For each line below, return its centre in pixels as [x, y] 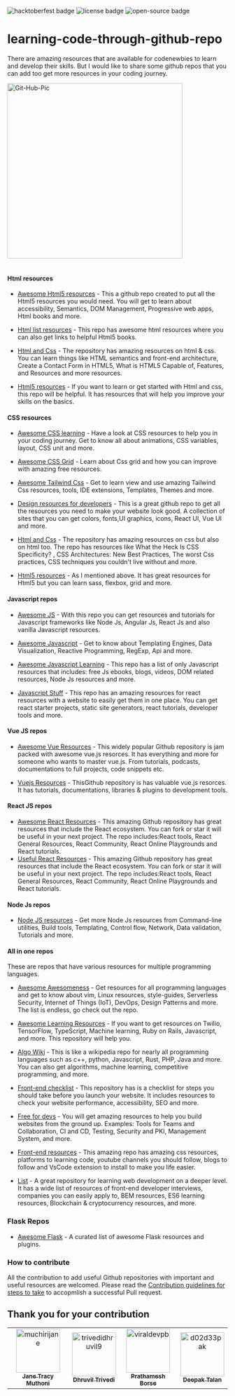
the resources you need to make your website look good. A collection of [121, 511]
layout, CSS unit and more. [56, 448]
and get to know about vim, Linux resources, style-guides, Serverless [117, 995]
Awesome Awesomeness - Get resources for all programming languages [122, 987]
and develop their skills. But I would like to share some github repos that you [117, 66]
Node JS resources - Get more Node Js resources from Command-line [120, 920]
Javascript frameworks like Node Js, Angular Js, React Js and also [114, 622]
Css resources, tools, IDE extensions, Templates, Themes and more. [116, 490]
